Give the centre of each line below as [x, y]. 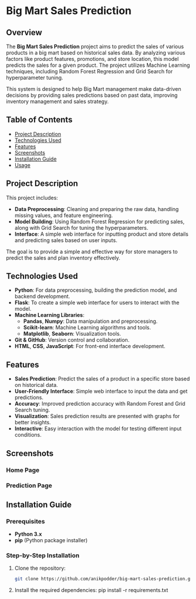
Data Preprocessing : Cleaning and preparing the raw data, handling [97, 209]
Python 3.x [28, 534]
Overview [24, 33]
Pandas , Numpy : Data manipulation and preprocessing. [90, 321]
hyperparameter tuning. [35, 78]
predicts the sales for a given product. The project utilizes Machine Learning [98, 65]
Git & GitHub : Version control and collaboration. [72, 340]
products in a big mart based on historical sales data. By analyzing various [96, 53]
